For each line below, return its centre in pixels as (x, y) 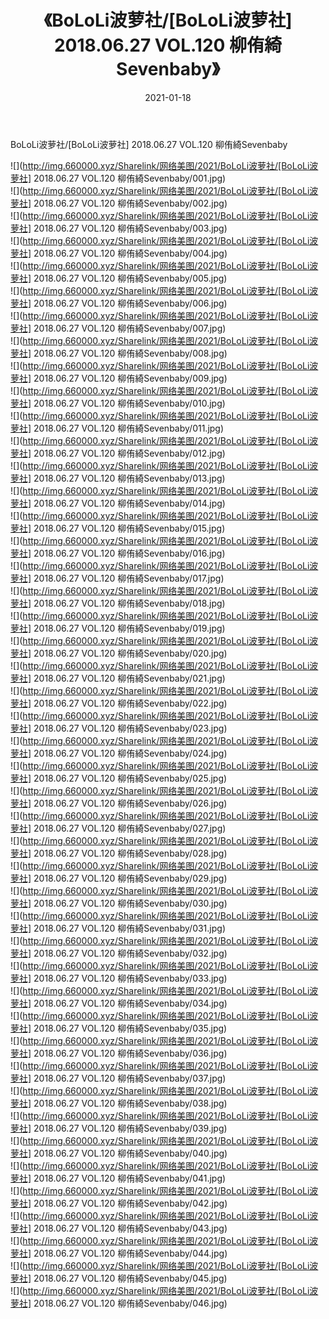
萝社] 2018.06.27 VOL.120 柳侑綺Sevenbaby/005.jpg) (119, 278)
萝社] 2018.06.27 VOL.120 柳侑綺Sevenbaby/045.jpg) (119, 1278)
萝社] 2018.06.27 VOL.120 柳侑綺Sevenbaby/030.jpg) (119, 903)
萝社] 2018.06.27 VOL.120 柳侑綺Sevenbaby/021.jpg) (118, 678)
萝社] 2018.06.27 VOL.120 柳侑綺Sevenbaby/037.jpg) (118, 1078)
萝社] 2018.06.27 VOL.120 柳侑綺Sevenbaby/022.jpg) (119, 703)
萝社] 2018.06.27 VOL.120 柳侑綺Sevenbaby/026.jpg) (119, 803)
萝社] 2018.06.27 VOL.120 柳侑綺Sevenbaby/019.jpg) (118, 628)
